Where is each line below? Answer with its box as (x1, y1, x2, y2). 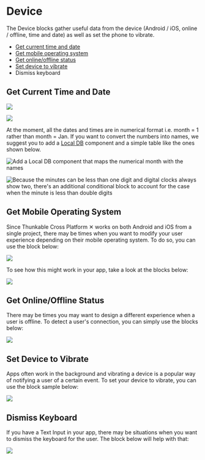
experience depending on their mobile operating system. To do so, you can (6, 236, 196, 243)
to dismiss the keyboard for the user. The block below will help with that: (6, 435, 189, 442)
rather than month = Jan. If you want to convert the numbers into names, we (6, 132, 199, 140)
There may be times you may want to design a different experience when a (6, 312, 195, 319)
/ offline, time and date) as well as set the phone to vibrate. (6, 31, 155, 38)
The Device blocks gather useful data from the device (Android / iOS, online (6, 25, 198, 32)
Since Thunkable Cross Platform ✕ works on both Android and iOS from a (6, 223, 192, 231)
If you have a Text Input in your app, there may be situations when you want (6, 429, 198, 436)
